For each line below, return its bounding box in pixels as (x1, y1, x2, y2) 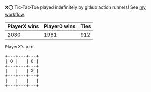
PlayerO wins (44, 23, 76, 30)
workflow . (5, 12, 25, 17)
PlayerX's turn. (5, 44, 35, 49)
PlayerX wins (7, 23, 39, 30)
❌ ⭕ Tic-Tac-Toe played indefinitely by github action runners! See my (5, 4, 146, 10)
